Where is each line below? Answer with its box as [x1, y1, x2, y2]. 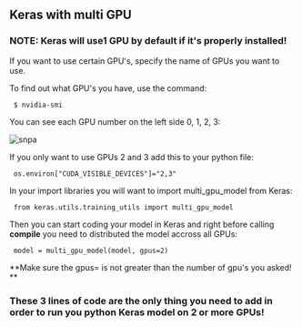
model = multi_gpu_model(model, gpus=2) [13, 246, 169, 255]
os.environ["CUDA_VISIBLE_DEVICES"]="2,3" [13, 169, 177, 179]
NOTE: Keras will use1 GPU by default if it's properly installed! [9, 35, 287, 47]
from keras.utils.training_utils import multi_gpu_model [13, 202, 234, 212]
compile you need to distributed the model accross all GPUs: [9, 228, 238, 240]
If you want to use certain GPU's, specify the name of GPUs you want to [9, 55, 280, 66]
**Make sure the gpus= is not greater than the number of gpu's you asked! [9, 261, 293, 272]
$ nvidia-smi [13, 100, 64, 109]
